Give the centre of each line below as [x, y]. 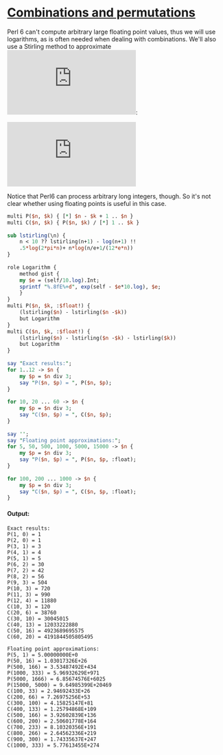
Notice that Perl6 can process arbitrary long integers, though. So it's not [109, 196]
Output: [18, 513]
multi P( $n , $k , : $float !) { [49, 306]
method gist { [39, 273]
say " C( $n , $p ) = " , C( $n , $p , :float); [78, 492]
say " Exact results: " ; [39, 364]
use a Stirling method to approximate [59, 46]
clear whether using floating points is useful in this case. [87, 203]
